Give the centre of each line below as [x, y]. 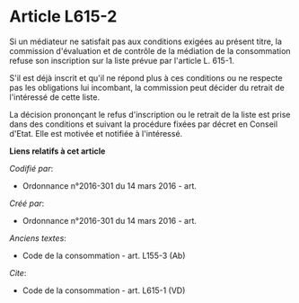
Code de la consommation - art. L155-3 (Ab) [104, 255]
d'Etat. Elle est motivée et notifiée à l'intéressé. [96, 133]
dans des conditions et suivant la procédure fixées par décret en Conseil [144, 124]
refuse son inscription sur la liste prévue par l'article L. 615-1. [122, 60]
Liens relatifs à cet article [57, 151]
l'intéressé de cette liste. [55, 97]
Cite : [18, 272]
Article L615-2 [63, 17]
